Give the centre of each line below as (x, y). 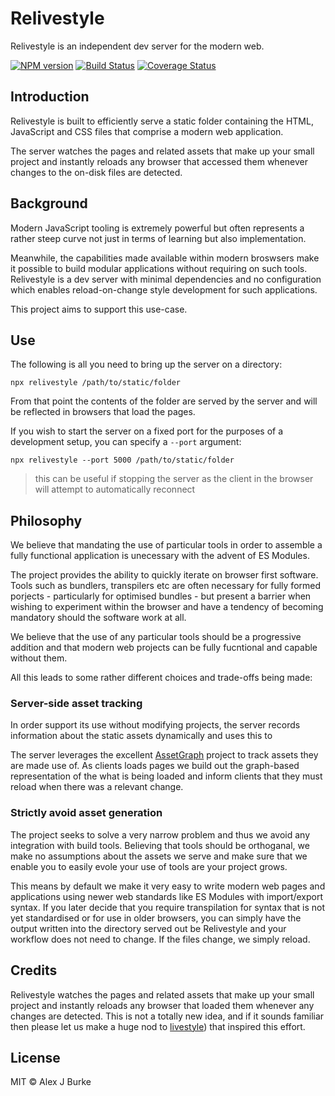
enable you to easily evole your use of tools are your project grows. (149, 866)
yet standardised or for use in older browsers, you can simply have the (156, 918)
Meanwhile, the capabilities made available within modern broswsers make (165, 258)
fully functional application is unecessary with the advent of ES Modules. (160, 556)
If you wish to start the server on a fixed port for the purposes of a (147, 431)
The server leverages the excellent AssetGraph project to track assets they (164, 755)
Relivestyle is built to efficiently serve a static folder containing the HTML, (162, 121)
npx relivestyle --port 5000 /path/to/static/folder (122, 460)
